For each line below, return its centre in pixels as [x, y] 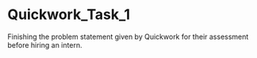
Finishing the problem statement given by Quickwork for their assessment [128, 37]
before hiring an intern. [45, 44]
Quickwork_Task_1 [69, 15]
